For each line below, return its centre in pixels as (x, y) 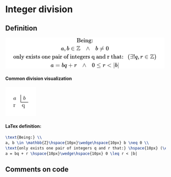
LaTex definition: (23, 126)
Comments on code (37, 170)
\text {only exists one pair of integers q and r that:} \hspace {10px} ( (84, 149)
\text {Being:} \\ (24, 138)
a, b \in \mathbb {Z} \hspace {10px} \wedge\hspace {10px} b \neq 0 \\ (77, 143)
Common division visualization (39, 78)
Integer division (39, 9)
